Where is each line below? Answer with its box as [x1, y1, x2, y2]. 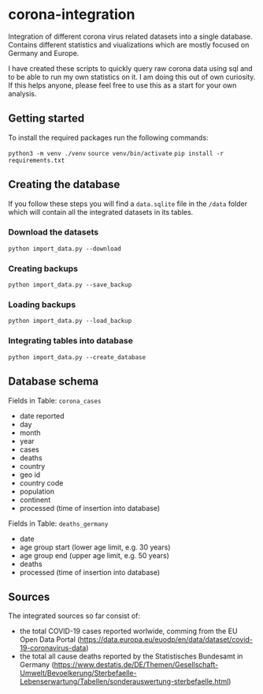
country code [19, 478, 64, 487]
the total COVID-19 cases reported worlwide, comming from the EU [19, 626, 238, 636]
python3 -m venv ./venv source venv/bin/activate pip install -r [8, 149, 224, 157]
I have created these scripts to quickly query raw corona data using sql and [8, 63, 254, 73]
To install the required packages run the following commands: [8, 133, 209, 142]
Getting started [8, 112, 85, 126]
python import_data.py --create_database [8, 353, 146, 361]
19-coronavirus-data [19, 643, 87, 653]
